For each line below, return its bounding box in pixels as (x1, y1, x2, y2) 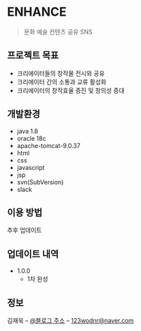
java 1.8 (16, 127, 39, 135)
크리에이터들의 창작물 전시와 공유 (16, 69, 105, 77)
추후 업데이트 (7, 226, 42, 234)
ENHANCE (7, 4, 67, 20)
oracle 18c (16, 134, 46, 143)
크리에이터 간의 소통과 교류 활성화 (16, 77, 107, 86)
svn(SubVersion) (16, 177, 64, 186)
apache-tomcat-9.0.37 (16, 141, 80, 149)
